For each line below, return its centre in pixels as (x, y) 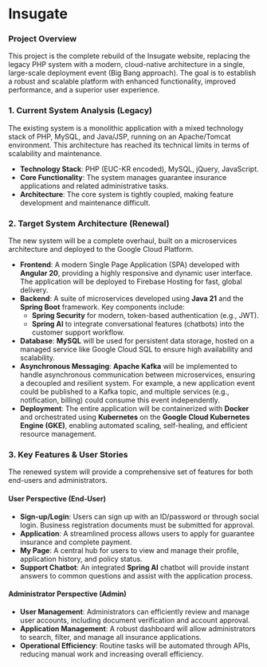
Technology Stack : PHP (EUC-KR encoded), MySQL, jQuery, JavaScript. (139, 169)
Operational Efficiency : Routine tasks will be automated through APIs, (135, 645)
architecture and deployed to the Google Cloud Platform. (101, 249)
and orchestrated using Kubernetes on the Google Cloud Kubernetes (135, 417)
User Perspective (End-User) (57, 498)
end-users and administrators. (58, 481)
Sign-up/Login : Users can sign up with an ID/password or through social (139, 516)
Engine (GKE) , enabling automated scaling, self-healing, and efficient (133, 426)
